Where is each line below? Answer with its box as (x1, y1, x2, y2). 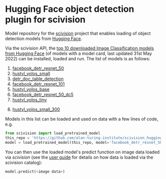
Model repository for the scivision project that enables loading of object (5, 30, 151, 36)
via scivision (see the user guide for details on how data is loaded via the (5, 154, 154, 160)
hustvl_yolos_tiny (12, 96, 47, 102)
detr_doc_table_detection (12, 76, 64, 82)
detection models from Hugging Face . (5, 36, 83, 42)
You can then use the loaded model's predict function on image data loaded (5, 149, 160, 155)
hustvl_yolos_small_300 (12, 106, 60, 112)
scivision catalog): (5, 159, 42, 165)
